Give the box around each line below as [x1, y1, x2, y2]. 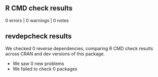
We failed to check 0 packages [12, 65, 77, 72]
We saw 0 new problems [12, 60, 64, 66]
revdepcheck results [5, 32, 72, 41]
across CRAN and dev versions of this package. [5, 50, 105, 57]
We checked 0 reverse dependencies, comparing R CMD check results [5, 45, 153, 51]
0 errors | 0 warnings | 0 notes [5, 17, 69, 23]
